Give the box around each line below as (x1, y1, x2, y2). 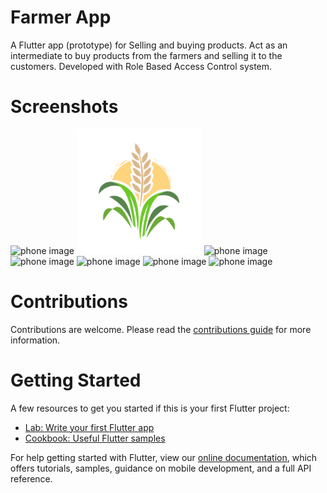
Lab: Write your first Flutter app (24, 421, 155, 433)
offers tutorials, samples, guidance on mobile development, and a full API (10, 462, 312, 474)
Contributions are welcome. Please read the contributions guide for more (10, 323, 312, 335)
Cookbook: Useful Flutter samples (24, 432, 166, 444)
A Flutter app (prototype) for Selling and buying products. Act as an (10, 39, 288, 51)
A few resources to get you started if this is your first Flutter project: (10, 402, 290, 414)
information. (10, 334, 61, 346)
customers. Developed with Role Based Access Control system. (10, 60, 273, 72)
